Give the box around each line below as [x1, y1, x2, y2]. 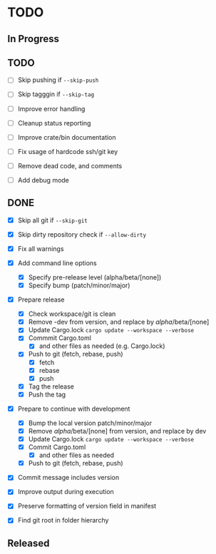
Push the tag [28, 390, 66, 399]
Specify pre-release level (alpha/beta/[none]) [28, 272, 162, 282]
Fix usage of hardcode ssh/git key [17, 147, 118, 155]
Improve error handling [17, 104, 86, 113]
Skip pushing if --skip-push [17, 76, 99, 84]
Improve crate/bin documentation [17, 133, 116, 141]
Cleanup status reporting [17, 118, 91, 127]
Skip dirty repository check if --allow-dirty [17, 230, 147, 239]
